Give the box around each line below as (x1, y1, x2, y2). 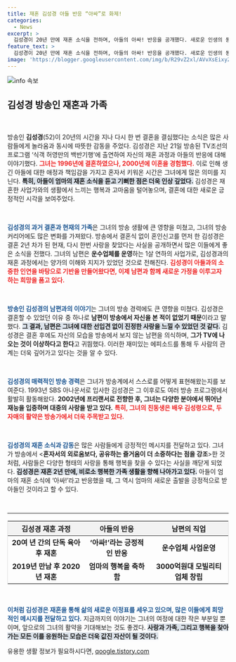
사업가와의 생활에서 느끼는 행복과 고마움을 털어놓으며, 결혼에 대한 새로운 (20, 185, 218, 194)
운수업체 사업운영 (162, 543, 216, 553)
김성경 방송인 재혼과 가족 (7, 99, 107, 111)
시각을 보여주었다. (25, 194, 75, 203)
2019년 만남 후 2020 (11, 561, 81, 571)
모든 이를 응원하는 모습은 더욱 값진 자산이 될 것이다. (20, 632, 159, 640)
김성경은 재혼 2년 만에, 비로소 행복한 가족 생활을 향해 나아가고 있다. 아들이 (16, 467, 216, 475)
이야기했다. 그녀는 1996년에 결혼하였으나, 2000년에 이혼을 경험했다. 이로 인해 (7, 159, 221, 168)
